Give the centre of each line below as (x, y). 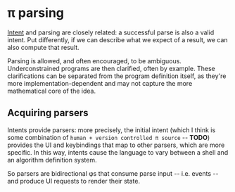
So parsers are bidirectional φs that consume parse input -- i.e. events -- (113, 173)
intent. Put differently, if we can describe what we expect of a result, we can (118, 39)
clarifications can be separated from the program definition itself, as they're (117, 76)
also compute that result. (43, 47)
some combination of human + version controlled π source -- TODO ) (109, 137)
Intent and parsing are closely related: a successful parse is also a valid (111, 32)
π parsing (36, 13)
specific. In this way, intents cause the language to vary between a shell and (118, 152)
